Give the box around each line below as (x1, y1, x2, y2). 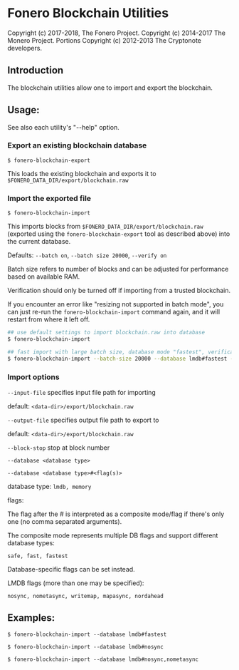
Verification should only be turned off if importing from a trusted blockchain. (7, 287, 231, 295)
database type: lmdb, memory (7, 482, 92, 490)
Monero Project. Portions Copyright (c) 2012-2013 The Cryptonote (7, 36, 201, 44)
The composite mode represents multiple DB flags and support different (7, 531, 218, 540)
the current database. (7, 237, 71, 246)
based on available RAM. (7, 272, 80, 281)
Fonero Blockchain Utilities (7, 5, 169, 21)
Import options (7, 372, 60, 382)
